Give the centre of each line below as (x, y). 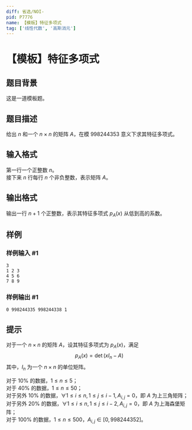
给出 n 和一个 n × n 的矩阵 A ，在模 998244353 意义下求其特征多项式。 (92, 134)
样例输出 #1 (22, 297)
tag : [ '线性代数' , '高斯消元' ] (41, 28)
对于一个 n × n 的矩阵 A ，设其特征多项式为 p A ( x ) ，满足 (72, 346)
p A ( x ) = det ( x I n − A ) (99, 356)
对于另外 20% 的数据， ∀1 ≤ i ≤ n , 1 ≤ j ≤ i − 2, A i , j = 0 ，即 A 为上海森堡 (93, 405)
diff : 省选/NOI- (25, 12)
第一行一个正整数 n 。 (32, 170)
